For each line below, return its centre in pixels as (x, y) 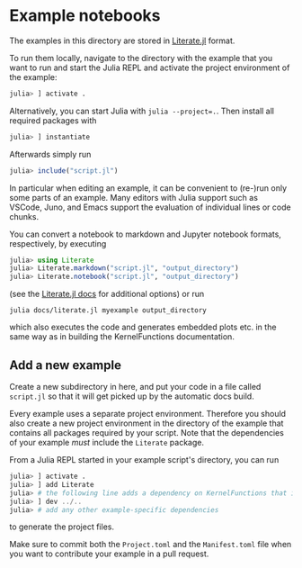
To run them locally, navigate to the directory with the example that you (141, 58)
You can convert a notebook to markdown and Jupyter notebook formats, (145, 234)
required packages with (53, 120)
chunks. (24, 216)
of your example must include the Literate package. (107, 442)
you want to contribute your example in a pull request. (109, 554)
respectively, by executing (58, 243)
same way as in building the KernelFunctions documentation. (122, 337)
